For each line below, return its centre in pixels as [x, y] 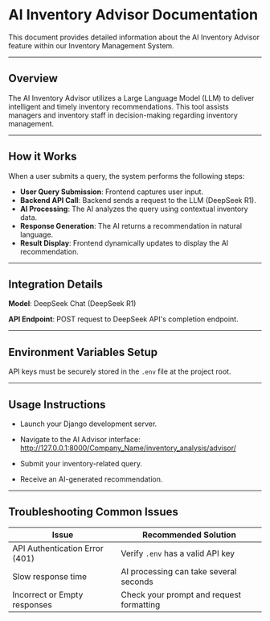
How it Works [43, 157]
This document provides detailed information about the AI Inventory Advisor [134, 37]
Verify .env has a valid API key [178, 553]
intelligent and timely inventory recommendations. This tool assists [119, 106]
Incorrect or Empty [48, 594]
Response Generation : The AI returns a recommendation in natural [131, 226]
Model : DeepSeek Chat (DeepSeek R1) [72, 304]
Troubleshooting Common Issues [93, 512]
